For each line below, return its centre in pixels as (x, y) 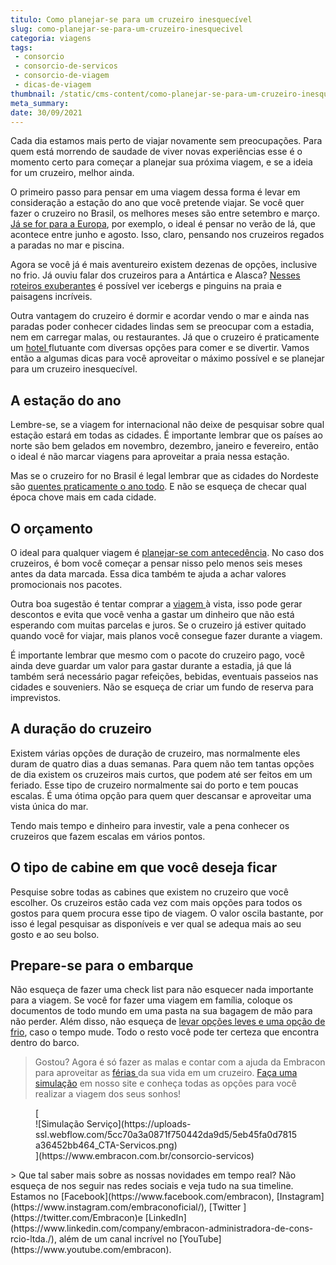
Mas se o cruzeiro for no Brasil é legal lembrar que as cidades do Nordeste (164, 476)
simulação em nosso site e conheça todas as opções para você (165, 1083)
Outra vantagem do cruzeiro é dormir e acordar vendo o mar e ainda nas (160, 316)
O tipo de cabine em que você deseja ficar (144, 867)
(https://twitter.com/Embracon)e (76, 1218)
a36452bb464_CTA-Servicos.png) (106, 1145)
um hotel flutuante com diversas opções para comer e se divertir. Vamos (160, 348)
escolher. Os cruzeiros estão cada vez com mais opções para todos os (156, 902)
